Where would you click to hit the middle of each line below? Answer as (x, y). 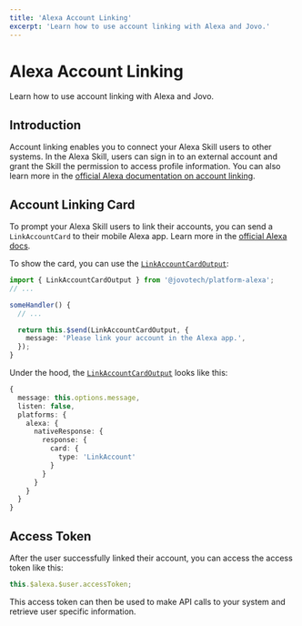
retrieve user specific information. (73, 611)
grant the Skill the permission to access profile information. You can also (145, 167)
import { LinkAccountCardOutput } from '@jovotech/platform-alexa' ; (142, 280)
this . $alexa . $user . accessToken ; (70, 584)
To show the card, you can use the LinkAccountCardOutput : (119, 264)
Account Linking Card (72, 204)
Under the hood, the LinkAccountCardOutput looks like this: (119, 373)
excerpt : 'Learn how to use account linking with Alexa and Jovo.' (140, 26)
